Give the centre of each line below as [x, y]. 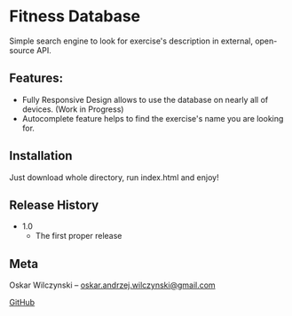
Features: [36, 79]
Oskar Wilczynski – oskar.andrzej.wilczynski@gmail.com [112, 285]
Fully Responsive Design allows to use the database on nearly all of [145, 99]
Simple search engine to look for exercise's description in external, [131, 41]
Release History [54, 205]
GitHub [22, 303]
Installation [41, 156]
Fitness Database [75, 16]
